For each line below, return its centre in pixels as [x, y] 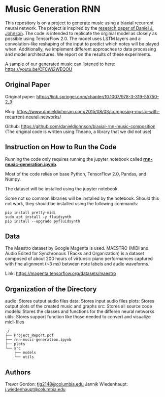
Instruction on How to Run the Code [61, 147]
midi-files [15, 322]
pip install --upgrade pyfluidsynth [43, 221]
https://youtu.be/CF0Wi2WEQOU [39, 69]
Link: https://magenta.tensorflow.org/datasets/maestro [61, 273]
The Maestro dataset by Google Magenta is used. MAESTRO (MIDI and [77, 248]
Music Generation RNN [53, 9]
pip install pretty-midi [31, 213]
